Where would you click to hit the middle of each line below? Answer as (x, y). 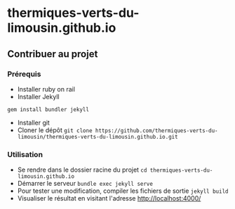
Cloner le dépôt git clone (55, 130)
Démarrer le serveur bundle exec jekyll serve (85, 184)
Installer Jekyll (38, 96)
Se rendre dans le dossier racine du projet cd (82, 170)
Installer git (34, 122)
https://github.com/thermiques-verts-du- (156, 131)
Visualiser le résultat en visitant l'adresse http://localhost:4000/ (109, 198)
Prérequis (24, 74)
